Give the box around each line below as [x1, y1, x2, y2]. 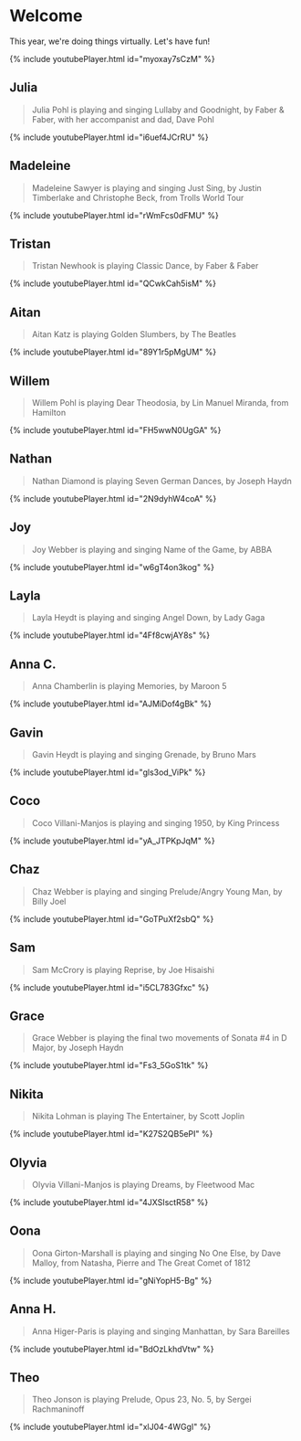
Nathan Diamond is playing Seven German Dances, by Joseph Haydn [31, 475, 292, 486]
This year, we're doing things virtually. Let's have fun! [9, 36, 211, 47]
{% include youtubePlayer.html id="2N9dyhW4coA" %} [9, 493, 217, 503]
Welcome [9, 5, 83, 26]
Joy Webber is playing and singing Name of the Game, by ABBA [31, 544, 273, 555]
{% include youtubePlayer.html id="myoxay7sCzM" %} [9, 53, 216, 64]
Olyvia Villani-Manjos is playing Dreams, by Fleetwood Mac [31, 1179, 255, 1190]
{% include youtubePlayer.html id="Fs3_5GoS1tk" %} [9, 1060, 209, 1071]
